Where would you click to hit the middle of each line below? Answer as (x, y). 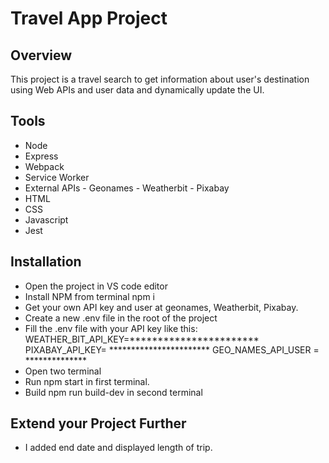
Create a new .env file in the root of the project (121, 318)
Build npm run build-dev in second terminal (113, 392)
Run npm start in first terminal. (87, 381)
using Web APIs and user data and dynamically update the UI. (137, 90)
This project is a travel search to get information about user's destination (160, 79)
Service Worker (57, 177)
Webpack (44, 166)
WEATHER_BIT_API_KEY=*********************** (142, 339)
